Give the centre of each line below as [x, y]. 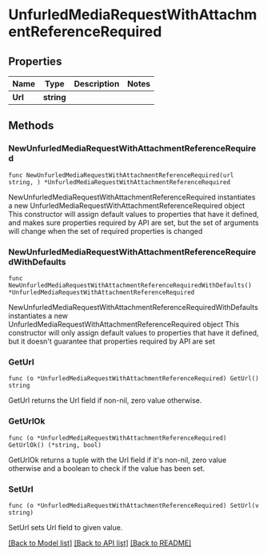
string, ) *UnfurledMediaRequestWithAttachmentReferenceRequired [119, 182]
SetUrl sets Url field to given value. [66, 527]
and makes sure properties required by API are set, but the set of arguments [133, 223]
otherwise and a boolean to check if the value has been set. [107, 468]
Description [97, 84]
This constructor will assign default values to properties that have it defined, [134, 214]
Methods [31, 126]
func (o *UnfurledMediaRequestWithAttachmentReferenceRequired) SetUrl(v [134, 505]
